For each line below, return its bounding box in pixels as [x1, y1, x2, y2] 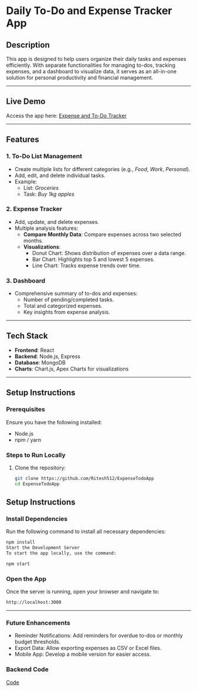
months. [23, 237, 43, 244]
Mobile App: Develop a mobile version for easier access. [14, 651, 151, 658]
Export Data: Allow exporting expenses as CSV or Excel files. [14, 645, 162, 652]
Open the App [6, 574, 47, 583]
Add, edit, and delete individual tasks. [14, 172, 106, 179]
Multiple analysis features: [14, 224, 79, 232]
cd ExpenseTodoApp [14, 481, 60, 487]
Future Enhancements [6, 618, 70, 627]
